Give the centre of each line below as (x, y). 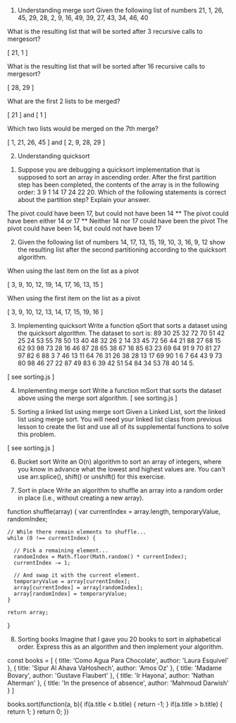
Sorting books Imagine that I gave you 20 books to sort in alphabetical (119, 639)
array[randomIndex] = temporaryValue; (71, 594)
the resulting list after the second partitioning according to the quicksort (122, 249)
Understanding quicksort (54, 156)
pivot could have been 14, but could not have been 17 (85, 228)
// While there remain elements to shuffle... (77, 532)
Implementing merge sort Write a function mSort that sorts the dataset (119, 390)
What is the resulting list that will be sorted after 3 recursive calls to (105, 31)
